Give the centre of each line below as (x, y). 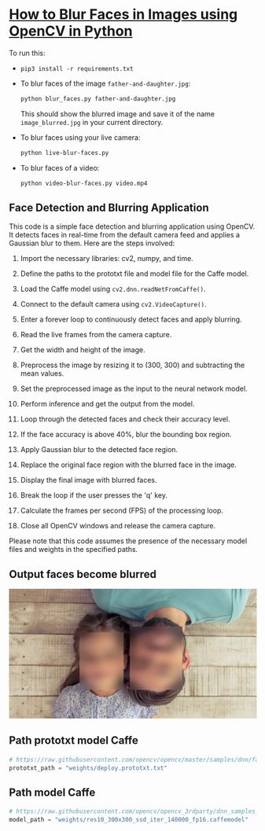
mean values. (42, 373)
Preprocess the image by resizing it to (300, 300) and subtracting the (132, 365)
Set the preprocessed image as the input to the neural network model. (134, 389)
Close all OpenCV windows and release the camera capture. (118, 526)
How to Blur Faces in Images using (123, 15)
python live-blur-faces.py (64, 153)
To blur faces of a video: (60, 167)
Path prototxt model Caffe (74, 741)
